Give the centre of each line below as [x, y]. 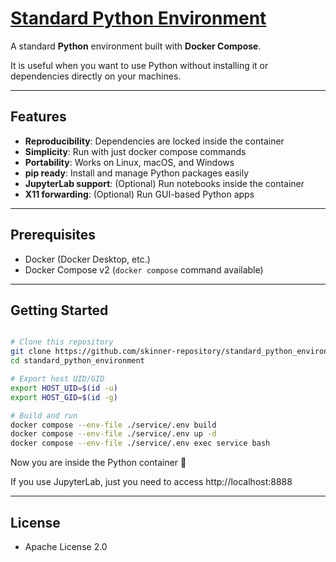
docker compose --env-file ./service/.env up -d [113, 434]
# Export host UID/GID [57, 379]
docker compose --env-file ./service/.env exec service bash [140, 443]
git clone [31, 352]
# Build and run [44, 415]
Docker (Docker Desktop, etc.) [87, 259]
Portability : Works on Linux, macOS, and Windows [129, 162]
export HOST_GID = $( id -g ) [64, 397]
